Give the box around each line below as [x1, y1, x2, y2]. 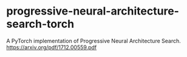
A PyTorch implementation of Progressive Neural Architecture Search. [6, 37, 181, 44]
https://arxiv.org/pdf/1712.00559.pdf [6, 44, 97, 51]
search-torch [6, 17, 75, 31]
